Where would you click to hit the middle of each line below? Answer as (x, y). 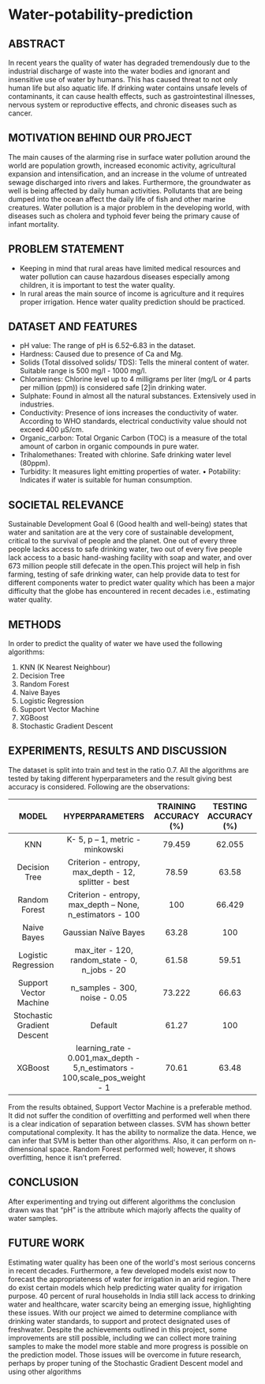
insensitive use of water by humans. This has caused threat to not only (123, 79)
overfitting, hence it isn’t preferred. (65, 1157)
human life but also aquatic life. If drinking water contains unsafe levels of (128, 88)
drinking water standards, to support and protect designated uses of (119, 1321)
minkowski (104, 849)
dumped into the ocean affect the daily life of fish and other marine (117, 199)
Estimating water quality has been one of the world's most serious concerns (132, 1262)
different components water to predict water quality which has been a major (131, 583)
